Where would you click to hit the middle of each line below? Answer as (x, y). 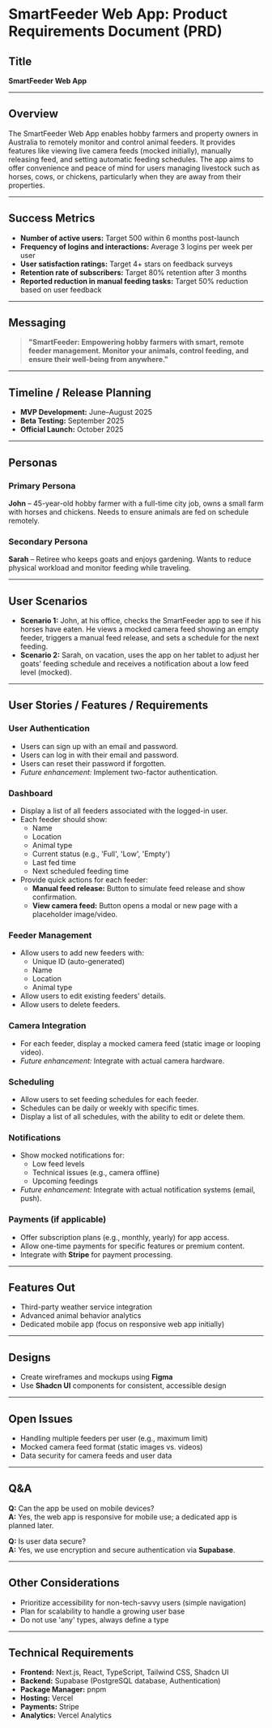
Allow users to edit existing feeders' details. (93, 996)
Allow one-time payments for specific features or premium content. (132, 1246)
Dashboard (31, 793)
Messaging (37, 323)
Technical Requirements (71, 1653)
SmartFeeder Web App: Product (118, 14)
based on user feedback (61, 290)
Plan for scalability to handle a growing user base (102, 1611)
